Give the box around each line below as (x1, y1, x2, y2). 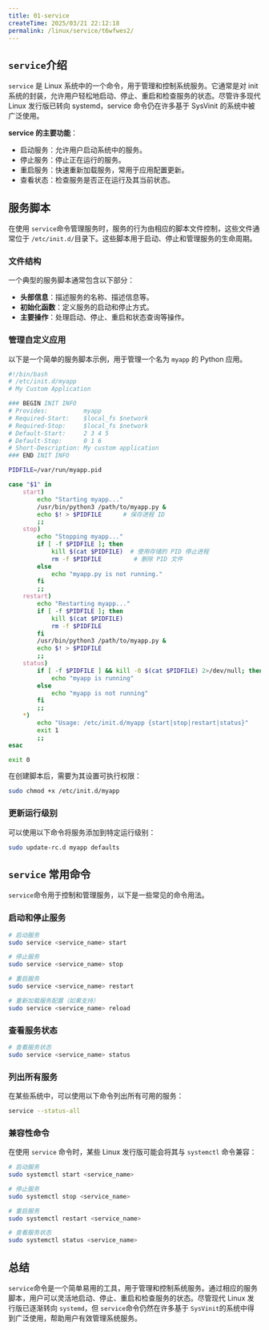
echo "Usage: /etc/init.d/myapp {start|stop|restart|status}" (37, 719, 249, 727)
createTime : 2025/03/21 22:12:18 (8, 19, 120, 27)
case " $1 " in (8, 481, 52, 489)
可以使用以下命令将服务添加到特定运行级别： (8, 827, 156, 837)
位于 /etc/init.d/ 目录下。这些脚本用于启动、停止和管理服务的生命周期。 (14, 234, 257, 243)
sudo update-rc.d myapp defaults (8, 843, 120, 852)
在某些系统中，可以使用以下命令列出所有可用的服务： (8, 1090, 184, 1100)
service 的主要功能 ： (8, 128, 78, 138)
